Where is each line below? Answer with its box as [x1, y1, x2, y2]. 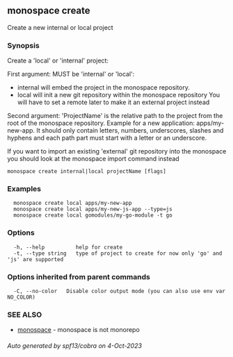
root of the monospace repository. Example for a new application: [7, 119, 195, 127]
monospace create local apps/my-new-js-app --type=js [13, 206, 172, 213]
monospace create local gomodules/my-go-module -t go [13, 212, 172, 219]
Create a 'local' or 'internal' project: [7, 56, 109, 65]
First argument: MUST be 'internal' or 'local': [7, 70, 135, 78]
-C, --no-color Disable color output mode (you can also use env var [13, 288, 226, 294]
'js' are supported [7, 256, 64, 263]
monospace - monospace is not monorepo [17, 326, 140, 334]
